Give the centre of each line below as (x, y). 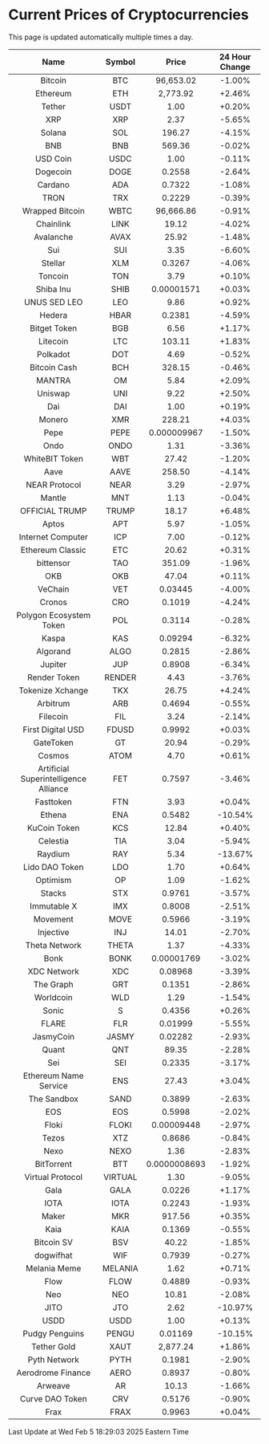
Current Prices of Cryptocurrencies (129, 15)
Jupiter (53, 664)
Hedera (54, 315)
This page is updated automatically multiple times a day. (101, 37)
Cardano (54, 185)
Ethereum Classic (53, 550)
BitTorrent (53, 1164)
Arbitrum (54, 703)
